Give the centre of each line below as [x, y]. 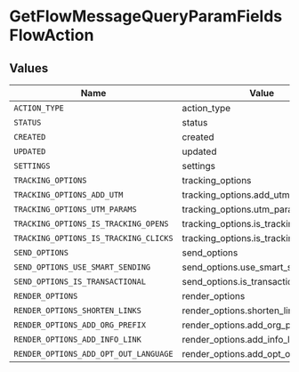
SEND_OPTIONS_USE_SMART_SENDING [82, 267]
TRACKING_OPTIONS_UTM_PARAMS [75, 210]
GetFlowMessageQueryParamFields [146, 16]
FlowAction [52, 35]
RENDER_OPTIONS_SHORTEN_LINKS [78, 310]
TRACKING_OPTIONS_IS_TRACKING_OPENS [91, 224]
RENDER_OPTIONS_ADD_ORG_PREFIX [80, 325]
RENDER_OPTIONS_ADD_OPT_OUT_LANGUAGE [93, 354]
